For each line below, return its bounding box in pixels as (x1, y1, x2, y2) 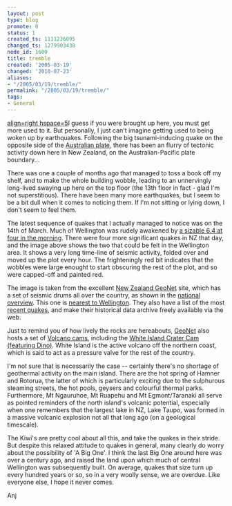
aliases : (7, 74, 32, 81)
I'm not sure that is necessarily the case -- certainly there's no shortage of (7, 362, 220, 370)
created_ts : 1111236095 (7, 36, 76, 43)
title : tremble (7, 55, 51, 62)
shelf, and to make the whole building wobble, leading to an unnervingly (7, 176, 212, 184)
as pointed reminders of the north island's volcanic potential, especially (7, 398, 211, 407)
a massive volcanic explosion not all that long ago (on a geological (7, 413, 195, 421)
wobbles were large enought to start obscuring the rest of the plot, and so (7, 263, 217, 271)
